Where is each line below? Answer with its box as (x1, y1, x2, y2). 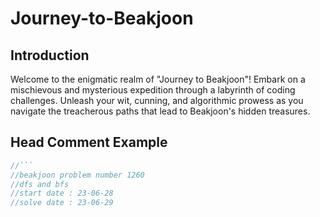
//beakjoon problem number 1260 (10, 170, 145, 180)
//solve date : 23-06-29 (10, 198, 114, 208)
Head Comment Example (10, 134, 168, 151)
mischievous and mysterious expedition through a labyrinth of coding (10, 84, 296, 96)
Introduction (10, 47, 90, 64)
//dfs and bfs (10, 179, 70, 189)
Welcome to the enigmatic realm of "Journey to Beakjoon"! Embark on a (10, 73, 306, 85)
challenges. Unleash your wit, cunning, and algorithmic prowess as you (10, 95, 304, 106)
